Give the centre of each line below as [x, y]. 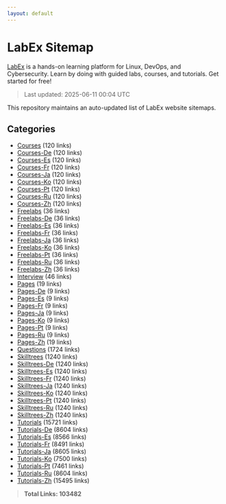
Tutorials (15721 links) [47, 422]
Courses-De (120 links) [49, 153]
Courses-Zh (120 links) [49, 204]
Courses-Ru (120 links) [49, 197]
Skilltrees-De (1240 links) [52, 364]
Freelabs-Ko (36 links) [48, 248]
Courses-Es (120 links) [49, 160]
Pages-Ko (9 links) [43, 320]
